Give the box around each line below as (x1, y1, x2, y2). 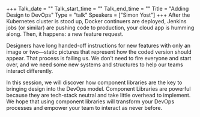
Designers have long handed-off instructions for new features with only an (6, 42, 191, 49)
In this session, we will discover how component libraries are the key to (6, 79, 183, 86)
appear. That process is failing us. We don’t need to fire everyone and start (6, 55, 192, 61)
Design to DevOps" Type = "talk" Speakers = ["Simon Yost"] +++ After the (6, 11, 190, 19)
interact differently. (6, 67, 53, 74)
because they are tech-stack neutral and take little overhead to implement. (6, 92, 191, 98)
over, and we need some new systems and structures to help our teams (6, 61, 183, 68)
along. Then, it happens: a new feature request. (6, 30, 124, 38)
